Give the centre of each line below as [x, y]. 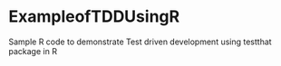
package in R [33, 51]
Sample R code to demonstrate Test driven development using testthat [140, 42]
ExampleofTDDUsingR [94, 17]
